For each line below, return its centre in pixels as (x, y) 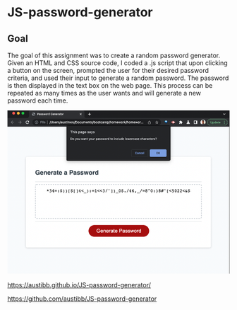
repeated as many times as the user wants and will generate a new (104, 93)
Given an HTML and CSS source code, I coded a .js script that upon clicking (117, 63)
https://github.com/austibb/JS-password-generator (82, 299)
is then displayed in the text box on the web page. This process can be (110, 85)
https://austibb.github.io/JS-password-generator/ (79, 285)
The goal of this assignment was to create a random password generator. (114, 55)
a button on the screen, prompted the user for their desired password (108, 70)
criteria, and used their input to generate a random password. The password (118, 78)
